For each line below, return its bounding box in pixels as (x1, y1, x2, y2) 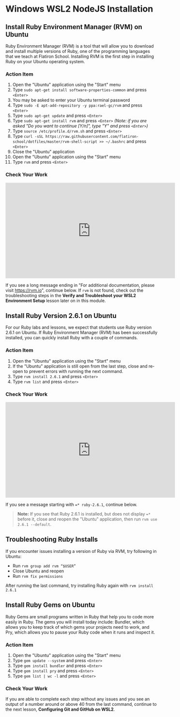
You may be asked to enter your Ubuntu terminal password (12, 97, 130, 103)
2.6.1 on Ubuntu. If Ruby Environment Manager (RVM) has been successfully (5, 330, 158, 335)
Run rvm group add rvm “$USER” (12, 563, 76, 568)
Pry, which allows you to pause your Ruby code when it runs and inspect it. (5, 629, 155, 635)
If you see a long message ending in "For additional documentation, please (5, 282, 155, 288)
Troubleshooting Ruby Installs (5, 535, 98, 544)
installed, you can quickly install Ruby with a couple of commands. (5, 335, 138, 341)
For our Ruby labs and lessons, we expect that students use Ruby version (5, 324, 152, 331)
